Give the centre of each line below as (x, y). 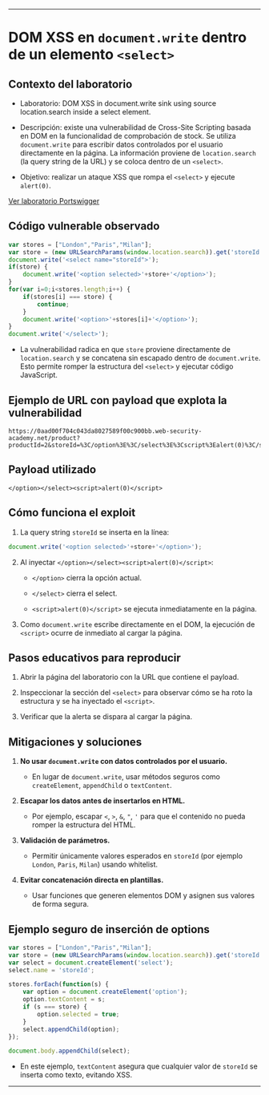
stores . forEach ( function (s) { (59, 984)
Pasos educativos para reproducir (95, 658)
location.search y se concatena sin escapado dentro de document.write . (140, 358)
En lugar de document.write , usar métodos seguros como (126, 777)
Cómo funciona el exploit (72, 513)
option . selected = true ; (78, 1014)
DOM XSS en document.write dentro (128, 38)
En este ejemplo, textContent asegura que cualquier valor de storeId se (139, 1066)
